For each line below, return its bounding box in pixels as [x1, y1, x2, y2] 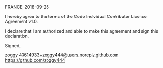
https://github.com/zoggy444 [5, 57, 65, 63]
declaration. [5, 34, 29, 39]
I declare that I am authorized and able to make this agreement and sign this [5, 28, 158, 34]
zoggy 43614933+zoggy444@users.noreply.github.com [5, 52, 119, 58]
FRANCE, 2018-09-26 [5, 4, 49, 10]
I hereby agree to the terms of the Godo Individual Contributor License [5, 14, 147, 19]
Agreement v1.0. [5, 19, 38, 24]
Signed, [5, 43, 21, 48]
